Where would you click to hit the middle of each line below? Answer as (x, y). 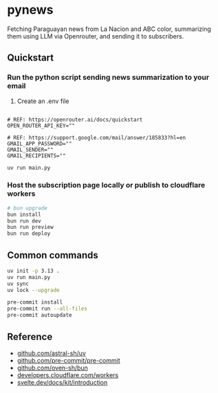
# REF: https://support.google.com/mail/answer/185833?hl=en (97, 137)
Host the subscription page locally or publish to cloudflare (106, 186)
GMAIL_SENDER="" (30, 150)
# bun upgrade (28, 208)
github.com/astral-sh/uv (51, 353)
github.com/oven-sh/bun (52, 368)
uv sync (18, 284)
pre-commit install (35, 302)
